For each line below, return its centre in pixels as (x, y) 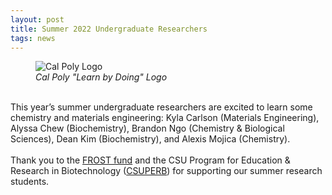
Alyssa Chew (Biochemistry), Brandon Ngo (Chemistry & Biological (147, 128)
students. (30, 182)
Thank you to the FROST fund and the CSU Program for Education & (150, 160)
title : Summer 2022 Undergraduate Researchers (109, 29)
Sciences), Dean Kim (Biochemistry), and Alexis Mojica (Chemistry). (150, 139)
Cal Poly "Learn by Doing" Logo (101, 77)
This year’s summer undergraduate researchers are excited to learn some (161, 107)
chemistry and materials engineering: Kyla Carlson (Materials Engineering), (165, 118)
